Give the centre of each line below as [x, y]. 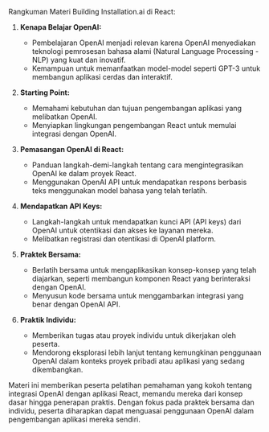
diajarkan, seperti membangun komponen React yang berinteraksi [141, 278]
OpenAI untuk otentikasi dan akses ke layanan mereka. [122, 230]
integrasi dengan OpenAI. [74, 134]
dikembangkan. [57, 370]
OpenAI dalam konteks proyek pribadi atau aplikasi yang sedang [138, 361]
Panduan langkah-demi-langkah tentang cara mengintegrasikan [137, 165]
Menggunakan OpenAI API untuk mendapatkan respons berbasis [139, 182]
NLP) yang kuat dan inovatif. [79, 60]
